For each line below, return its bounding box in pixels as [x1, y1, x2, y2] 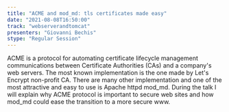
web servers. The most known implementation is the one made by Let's [7, 69, 209, 77]
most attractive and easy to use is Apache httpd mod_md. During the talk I [7, 83, 217, 92]
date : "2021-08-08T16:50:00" [7, 16, 91, 23]
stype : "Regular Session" [7, 36, 81, 42]
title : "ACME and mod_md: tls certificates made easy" [7, 10, 167, 17]
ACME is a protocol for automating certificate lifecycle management [7, 54, 199, 62]
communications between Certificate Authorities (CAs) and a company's [7, 61, 212, 70]
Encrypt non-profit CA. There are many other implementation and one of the [7, 76, 222, 84]
